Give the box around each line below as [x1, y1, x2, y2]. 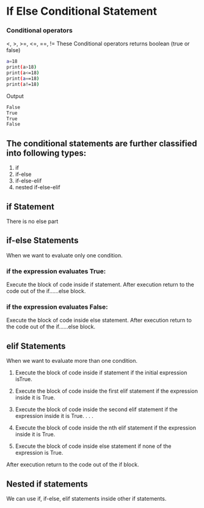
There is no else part [6, 218, 59, 225]
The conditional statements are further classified [6, 138, 197, 148]
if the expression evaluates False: [6, 303, 108, 311]
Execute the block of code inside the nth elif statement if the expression [15, 424, 197, 431]
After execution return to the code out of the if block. [6, 461, 139, 468]
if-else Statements [6, 235, 79, 246]
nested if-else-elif [15, 184, 61, 191]
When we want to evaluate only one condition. [6, 251, 123, 259]
